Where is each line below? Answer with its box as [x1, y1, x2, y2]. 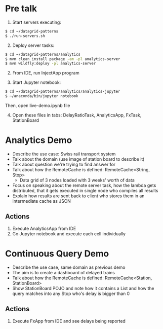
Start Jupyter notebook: [12, 79, 61, 85]
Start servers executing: [12, 19, 62, 25]
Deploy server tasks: [12, 42, 54, 48]
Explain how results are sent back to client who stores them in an [12, 193, 145, 199]
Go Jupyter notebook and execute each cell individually [12, 230, 126, 237]
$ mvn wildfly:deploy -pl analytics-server [5, 61, 96, 66]
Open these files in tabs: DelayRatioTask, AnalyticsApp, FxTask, [12, 112, 142, 118]
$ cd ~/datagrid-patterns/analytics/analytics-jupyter [5, 89, 121, 94]
